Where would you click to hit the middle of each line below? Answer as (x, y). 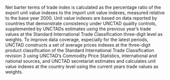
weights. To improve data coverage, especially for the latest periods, (77, 39)
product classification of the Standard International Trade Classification (80, 50)
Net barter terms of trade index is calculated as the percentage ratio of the (83, 7)
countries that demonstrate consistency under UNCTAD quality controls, (81, 23)
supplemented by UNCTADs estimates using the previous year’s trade (78, 29)
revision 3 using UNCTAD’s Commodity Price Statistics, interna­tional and (81, 56)
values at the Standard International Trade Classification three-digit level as (84, 34)
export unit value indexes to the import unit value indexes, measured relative (85, 13)
